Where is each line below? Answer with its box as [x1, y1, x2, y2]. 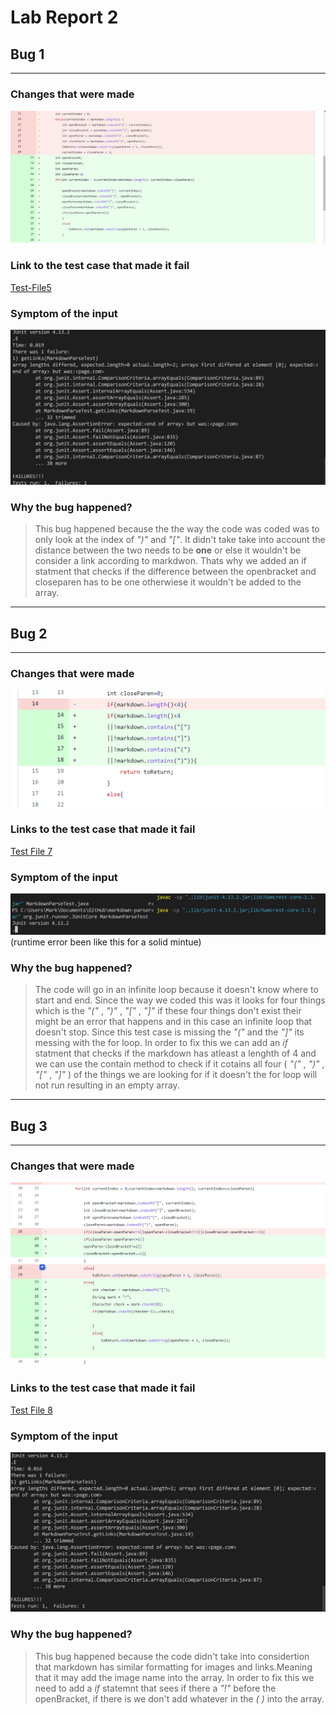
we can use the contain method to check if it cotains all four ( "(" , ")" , [34, 1058, 325, 1070]
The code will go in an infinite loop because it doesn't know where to [34, 984, 319, 996]
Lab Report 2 [10, 6, 119, 29]
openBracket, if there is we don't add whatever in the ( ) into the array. [34, 1692, 325, 1705]
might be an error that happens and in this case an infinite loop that [34, 1016, 312, 1028]
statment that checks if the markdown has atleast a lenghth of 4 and [34, 1047, 317, 1060]
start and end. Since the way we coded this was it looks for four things [34, 994, 326, 1006]
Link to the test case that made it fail [10, 259, 190, 273]
